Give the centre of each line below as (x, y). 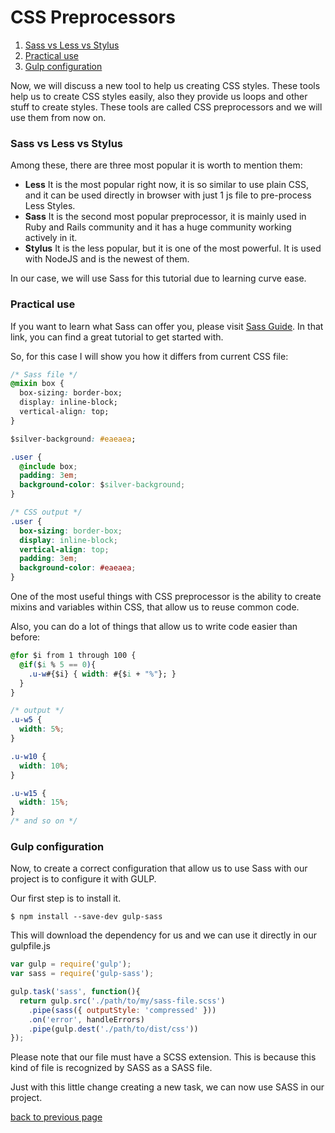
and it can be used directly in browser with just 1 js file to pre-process (168, 195)
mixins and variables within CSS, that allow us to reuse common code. (155, 607)
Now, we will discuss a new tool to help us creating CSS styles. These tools (165, 85)
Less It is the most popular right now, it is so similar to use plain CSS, (167, 185)
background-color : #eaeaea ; (78, 568)
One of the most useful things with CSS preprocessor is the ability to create (166, 597)
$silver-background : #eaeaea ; (73, 439)
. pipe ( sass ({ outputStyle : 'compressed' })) (122, 1010)
